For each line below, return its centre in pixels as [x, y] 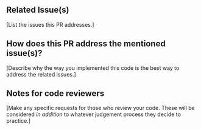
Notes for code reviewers [55, 94]
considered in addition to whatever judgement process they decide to [94, 114]
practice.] [18, 121]
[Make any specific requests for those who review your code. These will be [100, 108]
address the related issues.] [41, 74]
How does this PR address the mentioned [86, 44]
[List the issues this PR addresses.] [50, 24]
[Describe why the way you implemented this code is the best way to [93, 68]
